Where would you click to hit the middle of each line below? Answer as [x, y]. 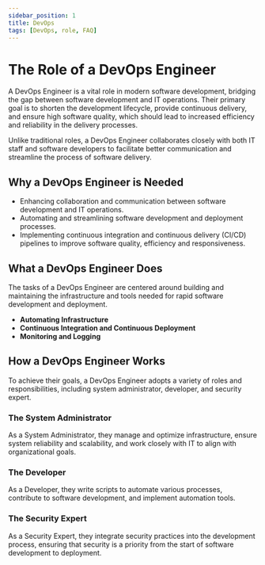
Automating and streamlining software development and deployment [131, 218]
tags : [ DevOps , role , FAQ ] [53, 30]
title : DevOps [32, 23]
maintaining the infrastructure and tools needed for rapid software [116, 296]
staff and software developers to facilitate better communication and [120, 149]
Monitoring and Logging [60, 336]
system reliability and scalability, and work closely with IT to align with [123, 444]
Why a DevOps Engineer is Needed [96, 182]
